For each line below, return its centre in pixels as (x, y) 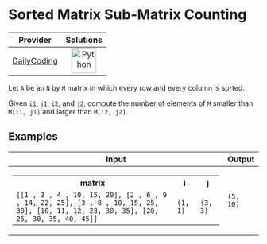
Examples (33, 137)
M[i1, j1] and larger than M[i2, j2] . (68, 111)
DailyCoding (35, 60)
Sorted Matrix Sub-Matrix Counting (128, 15)
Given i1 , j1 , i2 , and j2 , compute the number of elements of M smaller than (131, 103)
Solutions (84, 40)
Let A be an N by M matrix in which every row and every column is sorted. (126, 87)
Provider (35, 40)
